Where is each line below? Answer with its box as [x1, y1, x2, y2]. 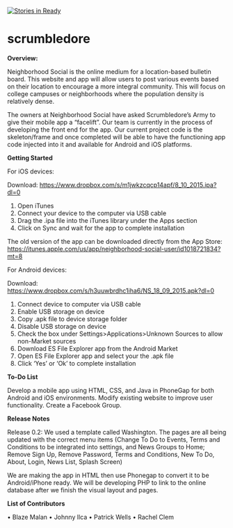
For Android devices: [7, 265, 67, 274]
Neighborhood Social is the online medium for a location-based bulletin [7, 67, 212, 76]
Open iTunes [17, 201, 54, 210]
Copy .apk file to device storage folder [17, 314, 127, 323]
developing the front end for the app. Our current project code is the [7, 125, 203, 134]
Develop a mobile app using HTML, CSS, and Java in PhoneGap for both [7, 386, 214, 394]
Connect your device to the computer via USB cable [17, 209, 167, 217]
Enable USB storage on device [17, 307, 105, 316]
